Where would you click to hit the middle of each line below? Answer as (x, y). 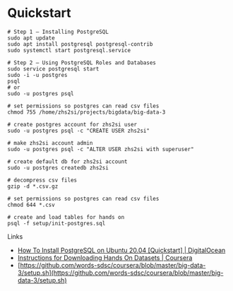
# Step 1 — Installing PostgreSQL (58, 32)
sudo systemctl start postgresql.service (69, 50)
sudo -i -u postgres (38, 75)
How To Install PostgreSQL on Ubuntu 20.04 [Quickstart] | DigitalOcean (121, 250)
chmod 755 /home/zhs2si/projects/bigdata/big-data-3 (86, 112)
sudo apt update (31, 38)
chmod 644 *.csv (31, 205)
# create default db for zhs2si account (68, 161)
